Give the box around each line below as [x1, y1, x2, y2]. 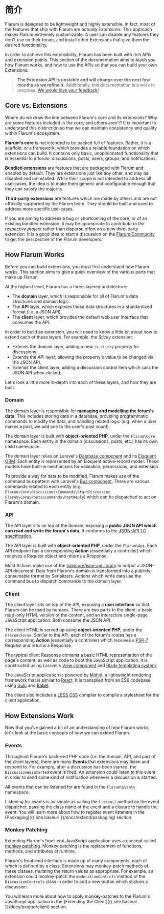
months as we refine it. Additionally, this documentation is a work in [17, 82, 155, 88]
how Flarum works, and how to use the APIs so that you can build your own [5, 62, 157, 68]
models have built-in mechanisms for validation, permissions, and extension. [5, 463, 160, 469]
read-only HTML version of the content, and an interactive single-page [5, 612, 148, 618]
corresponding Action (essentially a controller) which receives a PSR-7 [5, 638, 148, 643]
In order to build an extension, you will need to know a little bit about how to [5, 329, 158, 335]
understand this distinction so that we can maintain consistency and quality [5, 125, 157, 131]
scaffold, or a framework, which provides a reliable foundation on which [5, 145, 150, 151]
